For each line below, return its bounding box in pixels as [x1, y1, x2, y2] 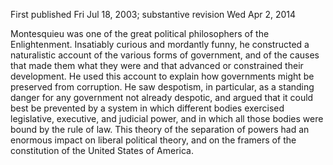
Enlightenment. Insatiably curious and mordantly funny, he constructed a [10, 39, 310, 50]
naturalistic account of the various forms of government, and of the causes [10, 49, 320, 61]
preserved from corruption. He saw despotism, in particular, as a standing [10, 81, 315, 93]
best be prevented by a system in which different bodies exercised [10, 102, 285, 114]
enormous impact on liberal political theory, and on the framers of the [10, 134, 297, 146]
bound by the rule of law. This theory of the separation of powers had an [10, 124, 310, 135]
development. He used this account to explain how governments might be [10, 70, 315, 82]
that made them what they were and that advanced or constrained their [10, 60, 304, 71]
